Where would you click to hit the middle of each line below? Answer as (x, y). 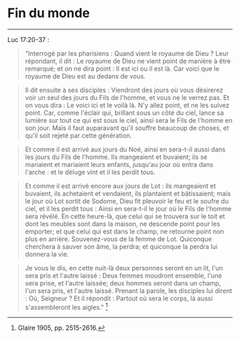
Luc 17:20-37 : (29, 39)
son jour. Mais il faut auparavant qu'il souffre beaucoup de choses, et (127, 128)
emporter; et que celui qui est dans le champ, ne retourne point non (124, 231)
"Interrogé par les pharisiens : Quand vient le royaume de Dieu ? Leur (127, 53)
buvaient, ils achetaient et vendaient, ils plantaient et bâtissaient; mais (127, 193)
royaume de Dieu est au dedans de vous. (85, 76)
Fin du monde (49, 13)
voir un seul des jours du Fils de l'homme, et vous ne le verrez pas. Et (127, 97)
